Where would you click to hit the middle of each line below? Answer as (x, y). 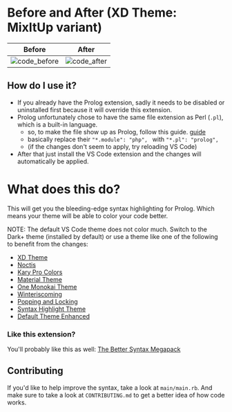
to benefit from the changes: (48, 244)
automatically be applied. (53, 161)
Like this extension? (41, 334)
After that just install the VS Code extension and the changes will (109, 154)
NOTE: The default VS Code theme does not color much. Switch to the (107, 229)
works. (17, 402)
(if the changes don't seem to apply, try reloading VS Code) (112, 146)
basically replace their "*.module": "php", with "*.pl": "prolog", (123, 139)
